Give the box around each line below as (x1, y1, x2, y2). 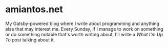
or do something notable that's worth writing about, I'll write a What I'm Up (5, 31, 163, 37)
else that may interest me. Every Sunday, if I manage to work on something (5, 26, 163, 32)
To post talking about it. (5, 37, 55, 43)
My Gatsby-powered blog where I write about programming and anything (5, 20, 160, 27)
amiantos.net (5, 4, 63, 15)
